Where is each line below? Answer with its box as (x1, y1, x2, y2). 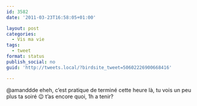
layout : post (6, 25, 39, 31)
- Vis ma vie (12, 37, 45, 43)
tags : (6, 42, 20, 48)
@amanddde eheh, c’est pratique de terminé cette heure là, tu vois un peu (6, 86, 192, 93)
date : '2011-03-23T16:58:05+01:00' (6, 14, 96, 20)
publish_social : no (6, 58, 56, 65)
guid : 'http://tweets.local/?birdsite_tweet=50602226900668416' (6, 64, 172, 70)
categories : (6, 31, 36, 37)
